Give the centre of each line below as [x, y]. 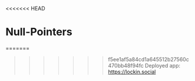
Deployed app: [163, 65]
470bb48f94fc [126, 65]
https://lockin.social [132, 72]
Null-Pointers [39, 32]
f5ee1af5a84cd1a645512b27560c [148, 59]
